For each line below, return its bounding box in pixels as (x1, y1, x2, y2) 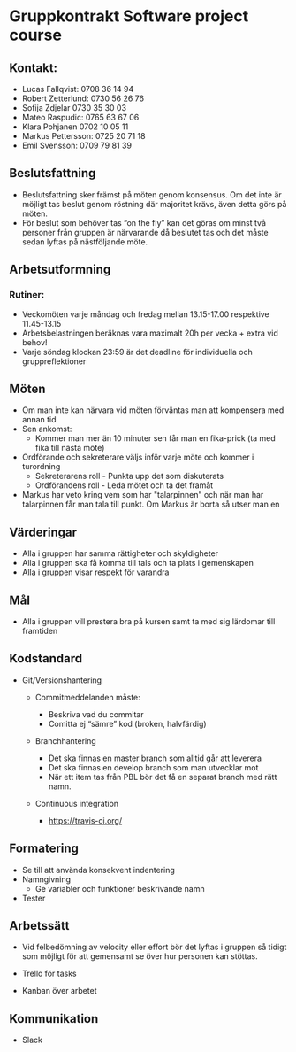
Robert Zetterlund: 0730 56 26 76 (21, 93, 144, 104)
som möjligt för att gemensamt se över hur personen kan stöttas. (21, 951, 258, 962)
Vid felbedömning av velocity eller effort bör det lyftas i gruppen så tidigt (21, 941, 287, 953)
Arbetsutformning (9, 262, 111, 277)
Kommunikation (9, 1011, 99, 1026)
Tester (21, 893, 46, 903)
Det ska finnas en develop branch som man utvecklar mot (48, 762, 259, 772)
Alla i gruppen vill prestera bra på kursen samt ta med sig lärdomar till (21, 615, 276, 626)
